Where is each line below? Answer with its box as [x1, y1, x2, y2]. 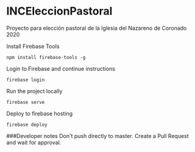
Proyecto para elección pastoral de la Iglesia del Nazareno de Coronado [6, 24, 187, 32]
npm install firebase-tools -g [6, 54, 86, 60]
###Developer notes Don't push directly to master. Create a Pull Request [6, 132, 189, 139]
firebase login [6, 77, 45, 83]
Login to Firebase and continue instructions [6, 65, 116, 72]
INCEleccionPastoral [6, 4, 113, 18]
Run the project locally [6, 87, 63, 95]
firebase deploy [6, 122, 48, 128]
